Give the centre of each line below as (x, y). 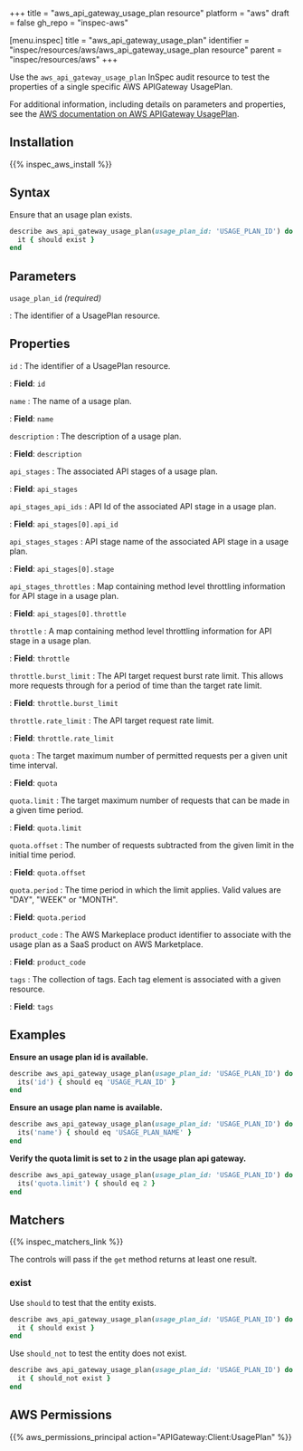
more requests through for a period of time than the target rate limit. (136, 685)
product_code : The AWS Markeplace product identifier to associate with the (151, 934)
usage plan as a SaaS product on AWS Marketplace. (106, 944)
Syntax (30, 193)
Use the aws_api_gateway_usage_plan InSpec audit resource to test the (139, 77)
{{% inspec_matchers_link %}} (66, 1242)
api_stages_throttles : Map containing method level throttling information (147, 586)
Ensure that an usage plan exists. (71, 214)
